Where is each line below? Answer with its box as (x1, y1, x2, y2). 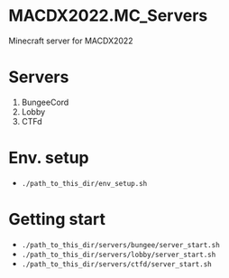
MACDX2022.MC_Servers (8, 5, 208, 26)
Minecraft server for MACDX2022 (8, 35, 133, 46)
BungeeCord (21, 97, 69, 107)
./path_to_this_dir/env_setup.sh (21, 179, 148, 188)
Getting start (8, 209, 105, 229)
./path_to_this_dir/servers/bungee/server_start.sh (21, 240, 220, 249)
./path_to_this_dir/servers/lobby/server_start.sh (21, 250, 216, 259)
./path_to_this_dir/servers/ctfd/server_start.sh (21, 259, 213, 269)
